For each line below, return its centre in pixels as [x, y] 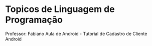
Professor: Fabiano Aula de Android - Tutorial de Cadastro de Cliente [76, 33]
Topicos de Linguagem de [60, 9]
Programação [34, 20]
